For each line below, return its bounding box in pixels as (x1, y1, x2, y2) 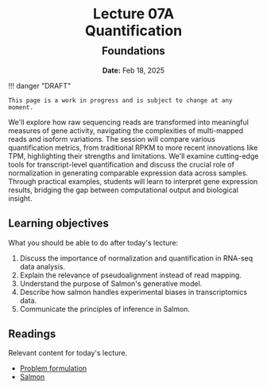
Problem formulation (19, 363, 87, 373)
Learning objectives (8, 217, 110, 230)
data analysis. (19, 261, 66, 271)
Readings (8, 328, 56, 340)
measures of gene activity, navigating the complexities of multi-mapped (8, 125, 244, 136)
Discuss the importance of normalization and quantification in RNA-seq (19, 253, 253, 263)
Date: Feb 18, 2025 (102, 65, 165, 75)
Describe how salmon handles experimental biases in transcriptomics (19, 287, 248, 297)
